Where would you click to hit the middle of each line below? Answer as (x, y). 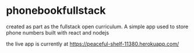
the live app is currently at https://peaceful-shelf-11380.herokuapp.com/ (93, 44)
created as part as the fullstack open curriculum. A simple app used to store (97, 26)
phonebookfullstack (56, 11)
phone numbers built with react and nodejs (58, 32)
